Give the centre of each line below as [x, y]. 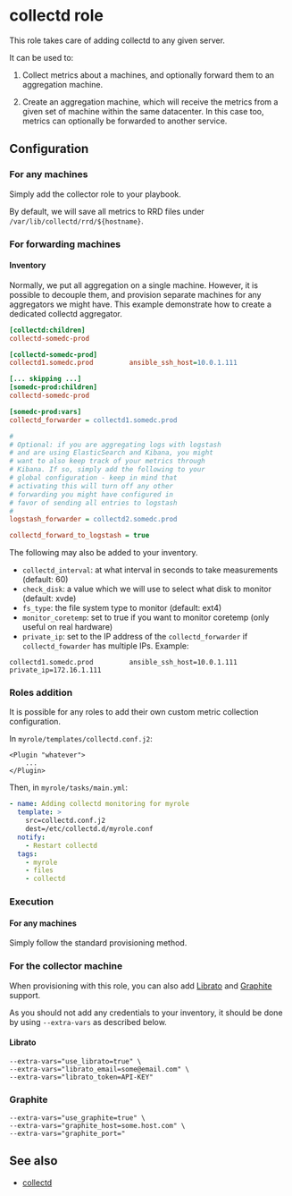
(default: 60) [45, 580]
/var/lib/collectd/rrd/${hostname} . [77, 221]
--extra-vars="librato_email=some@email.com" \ [100, 1069]
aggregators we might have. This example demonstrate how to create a [141, 304]
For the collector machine [66, 966]
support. [25, 995]
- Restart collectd [62, 845]
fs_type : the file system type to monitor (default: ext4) [122, 608]
